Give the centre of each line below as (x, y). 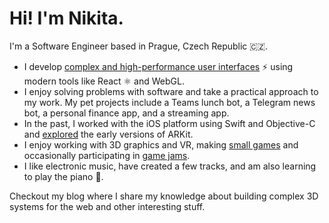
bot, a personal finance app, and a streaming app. (126, 113)
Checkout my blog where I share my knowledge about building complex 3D (164, 196)
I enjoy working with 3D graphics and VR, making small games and (161, 144)
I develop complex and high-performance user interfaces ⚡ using (158, 66)
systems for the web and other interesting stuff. (107, 206)
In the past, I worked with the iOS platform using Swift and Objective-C (169, 123)
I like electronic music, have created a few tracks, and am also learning (170, 166)
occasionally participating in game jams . (107, 155)
